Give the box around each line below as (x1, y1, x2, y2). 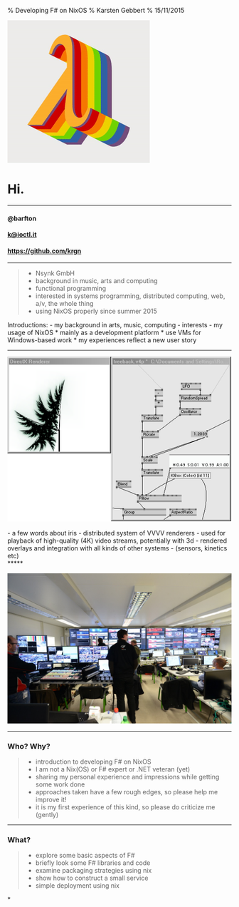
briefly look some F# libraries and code (35, 859, 151, 867)
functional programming (35, 285, 107, 293)
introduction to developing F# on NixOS (35, 757, 152, 766)
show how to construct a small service (35, 873, 149, 883)
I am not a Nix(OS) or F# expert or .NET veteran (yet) (35, 765, 191, 774)
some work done (35, 780, 85, 789)
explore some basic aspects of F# (35, 851, 135, 860)
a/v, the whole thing (35, 299, 94, 308)
